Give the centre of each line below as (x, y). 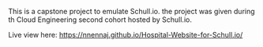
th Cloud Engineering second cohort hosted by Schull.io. (100, 20)
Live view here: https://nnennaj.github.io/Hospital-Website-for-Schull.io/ (126, 35)
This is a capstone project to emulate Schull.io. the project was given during (131, 11)
